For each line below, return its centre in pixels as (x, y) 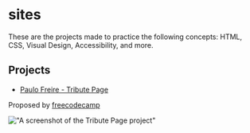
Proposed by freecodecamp (55, 104)
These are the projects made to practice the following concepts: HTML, (125, 37)
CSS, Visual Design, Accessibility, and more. (81, 45)
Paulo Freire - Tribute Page (64, 89)
